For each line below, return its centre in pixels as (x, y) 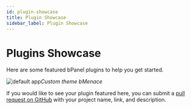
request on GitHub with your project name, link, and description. (86, 100)
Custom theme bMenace (72, 82)
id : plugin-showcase (32, 12)
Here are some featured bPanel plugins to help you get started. (85, 70)
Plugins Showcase (54, 53)
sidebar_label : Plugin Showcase (47, 23)
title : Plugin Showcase (36, 18)
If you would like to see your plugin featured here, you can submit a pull (95, 93)
